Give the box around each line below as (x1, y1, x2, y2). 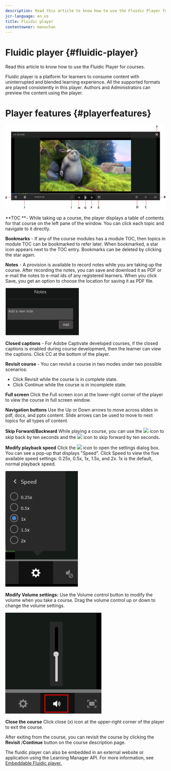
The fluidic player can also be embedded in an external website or (5, 749, 144, 755)
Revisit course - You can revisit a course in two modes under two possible (5, 361, 162, 367)
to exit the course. (5, 724, 43, 730)
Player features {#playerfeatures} (5, 107, 152, 119)
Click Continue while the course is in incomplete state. (12, 381, 127, 388)
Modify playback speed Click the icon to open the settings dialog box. (5, 445, 160, 451)
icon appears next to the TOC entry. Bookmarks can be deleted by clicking (5, 246, 162, 252)
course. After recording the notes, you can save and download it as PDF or (5, 267, 162, 273)
